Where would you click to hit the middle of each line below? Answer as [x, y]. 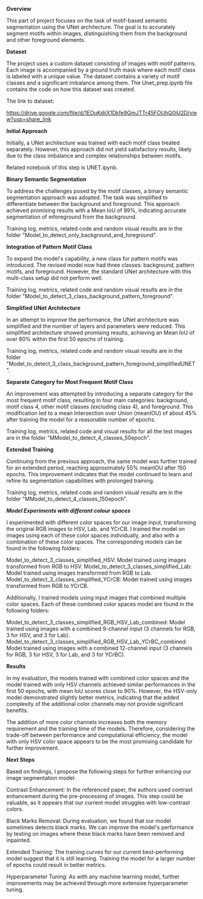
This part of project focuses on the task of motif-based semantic [87, 20]
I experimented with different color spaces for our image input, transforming [101, 522]
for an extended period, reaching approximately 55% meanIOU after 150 [96, 468]
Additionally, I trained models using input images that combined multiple [96, 597]
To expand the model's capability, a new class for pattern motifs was [92, 258]
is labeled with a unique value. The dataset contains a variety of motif [93, 76]
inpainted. [19, 840]
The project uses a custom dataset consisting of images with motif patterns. [101, 63]
